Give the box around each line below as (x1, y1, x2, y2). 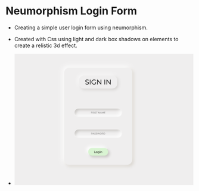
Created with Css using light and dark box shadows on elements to (14, 35, 179, 42)
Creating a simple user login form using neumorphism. (14, 24, 148, 31)
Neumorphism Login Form (5, 4, 138, 18)
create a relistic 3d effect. (14, 42, 78, 49)
